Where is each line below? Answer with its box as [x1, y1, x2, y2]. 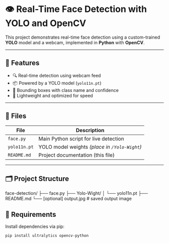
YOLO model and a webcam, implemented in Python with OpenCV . [5, 39, 145, 45]
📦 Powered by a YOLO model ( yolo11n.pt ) [12, 80, 102, 86]
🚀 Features [5, 59, 40, 67]
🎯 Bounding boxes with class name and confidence [12, 87, 119, 93]
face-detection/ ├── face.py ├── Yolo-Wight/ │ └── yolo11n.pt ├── [5, 190, 148, 196]
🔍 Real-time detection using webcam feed [12, 72, 101, 78]
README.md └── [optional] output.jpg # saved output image [5, 196, 132, 202]
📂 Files [5, 112, 27, 120]
